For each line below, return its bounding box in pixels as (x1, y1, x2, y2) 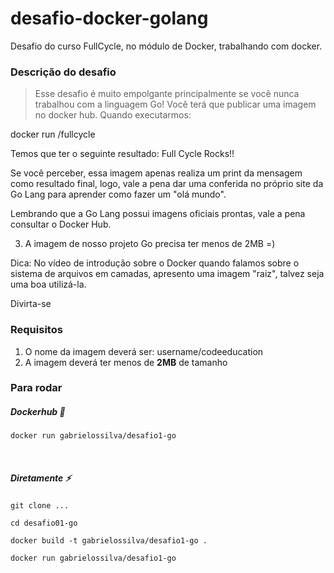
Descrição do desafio (10, 65, 117, 79)
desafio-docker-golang (10, 7, 209, 30)
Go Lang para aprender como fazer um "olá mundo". (10, 188, 227, 201)
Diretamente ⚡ (10, 472, 72, 484)
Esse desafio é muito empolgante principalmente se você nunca (34, 88, 300, 100)
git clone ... (10, 501, 70, 511)
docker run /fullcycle (10, 128, 96, 141)
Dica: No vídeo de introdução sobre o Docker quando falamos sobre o (10, 257, 300, 269)
